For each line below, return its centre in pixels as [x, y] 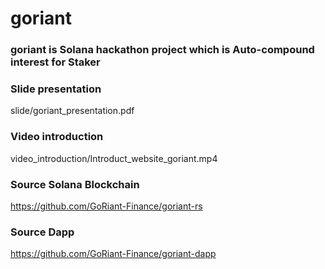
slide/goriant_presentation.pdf [72, 111]
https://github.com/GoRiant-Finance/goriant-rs [106, 206]
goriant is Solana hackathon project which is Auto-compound [162, 50]
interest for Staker [55, 62]
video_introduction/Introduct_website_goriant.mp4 [114, 158]
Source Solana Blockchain [75, 184]
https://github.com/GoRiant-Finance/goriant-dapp [113, 254]
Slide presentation [56, 89]
